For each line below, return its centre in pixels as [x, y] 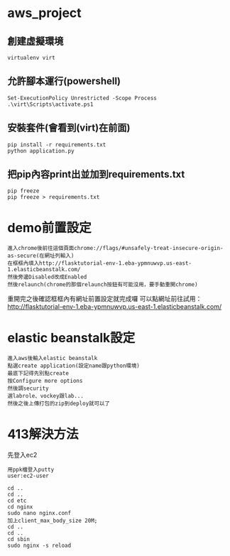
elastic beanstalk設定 [71, 338]
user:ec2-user [28, 476]
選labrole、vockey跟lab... [45, 396]
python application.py [41, 151]
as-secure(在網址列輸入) [41, 256]
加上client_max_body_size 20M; [53, 521]
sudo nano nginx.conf [39, 513]
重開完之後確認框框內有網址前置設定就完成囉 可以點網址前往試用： [105, 299]
